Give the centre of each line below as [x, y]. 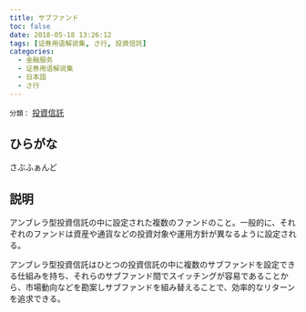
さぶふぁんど [33, 167]
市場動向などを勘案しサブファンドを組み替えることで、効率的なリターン [160, 287]
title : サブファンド [44, 18]
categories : [32, 52]
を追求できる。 [37, 299]
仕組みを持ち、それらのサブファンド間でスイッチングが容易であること [148, 276]
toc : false [30, 26]
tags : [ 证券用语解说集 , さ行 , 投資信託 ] [78, 43]
